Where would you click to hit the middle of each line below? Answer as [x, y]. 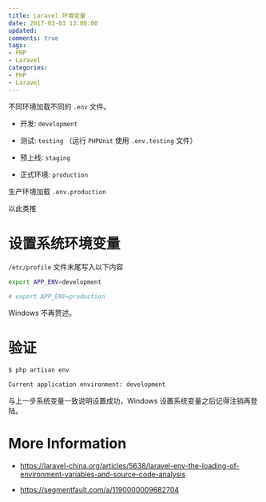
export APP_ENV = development [55, 282]
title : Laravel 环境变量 [47, 16]
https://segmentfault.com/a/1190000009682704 [99, 489]
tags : [17, 46]
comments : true [34, 38]
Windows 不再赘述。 [42, 313]
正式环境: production [54, 174]
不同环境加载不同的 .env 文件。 [60, 106]
